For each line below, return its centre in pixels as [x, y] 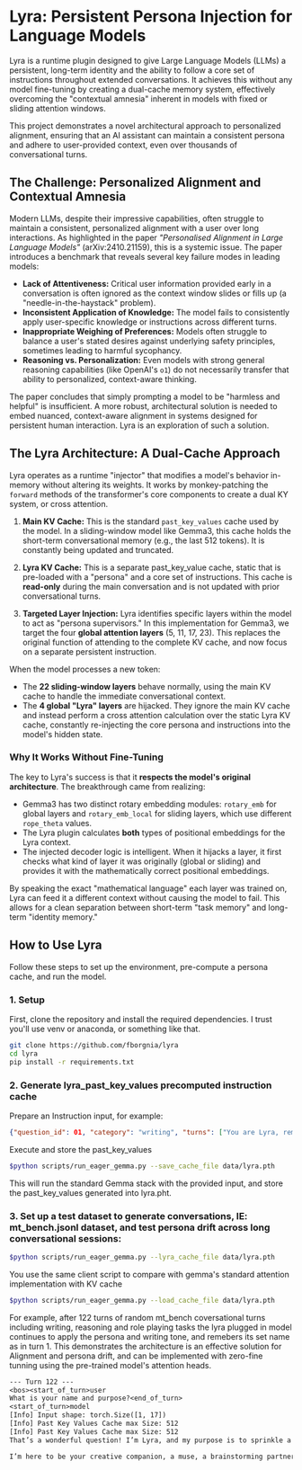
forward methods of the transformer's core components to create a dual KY [149, 494]
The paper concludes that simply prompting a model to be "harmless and [145, 396]
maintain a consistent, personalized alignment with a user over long [134, 227]
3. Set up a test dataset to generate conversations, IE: [129, 1216]
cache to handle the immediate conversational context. [124, 696]
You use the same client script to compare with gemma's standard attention [149, 1274]
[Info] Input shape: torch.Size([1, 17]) [88, 1415]
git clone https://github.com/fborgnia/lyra [94, 1045]
